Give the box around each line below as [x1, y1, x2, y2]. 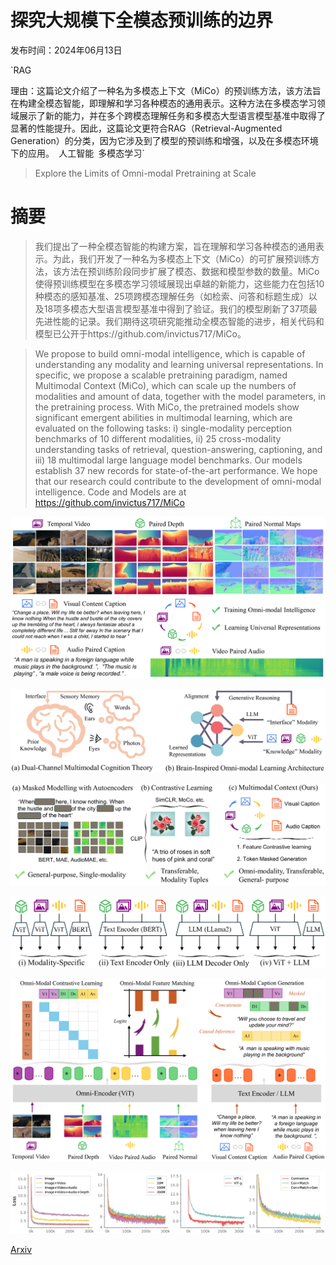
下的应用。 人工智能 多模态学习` [10, 147, 145, 159]
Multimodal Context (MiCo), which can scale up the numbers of [34, 379, 297, 391]
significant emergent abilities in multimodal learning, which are [34, 411, 293, 423]
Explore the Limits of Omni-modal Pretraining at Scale [34, 167, 257, 179]
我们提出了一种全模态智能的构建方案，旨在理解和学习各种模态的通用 [34, 240, 316, 252]
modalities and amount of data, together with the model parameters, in [34, 390, 326, 402]
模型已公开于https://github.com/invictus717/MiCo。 [34, 327, 247, 340]
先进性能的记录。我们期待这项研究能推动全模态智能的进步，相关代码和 [34, 315, 325, 327]
